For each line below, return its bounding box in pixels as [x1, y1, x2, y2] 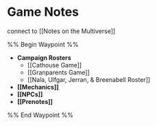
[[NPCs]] [16, 90, 43, 98]
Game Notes [7, 4, 79, 20]
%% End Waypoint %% [7, 111, 73, 119]
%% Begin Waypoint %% [7, 40, 79, 48]
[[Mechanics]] [16, 83, 59, 91]
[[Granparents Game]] [27, 68, 90, 76]
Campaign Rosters [16, 53, 72, 62]
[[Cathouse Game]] [27, 61, 82, 69]
